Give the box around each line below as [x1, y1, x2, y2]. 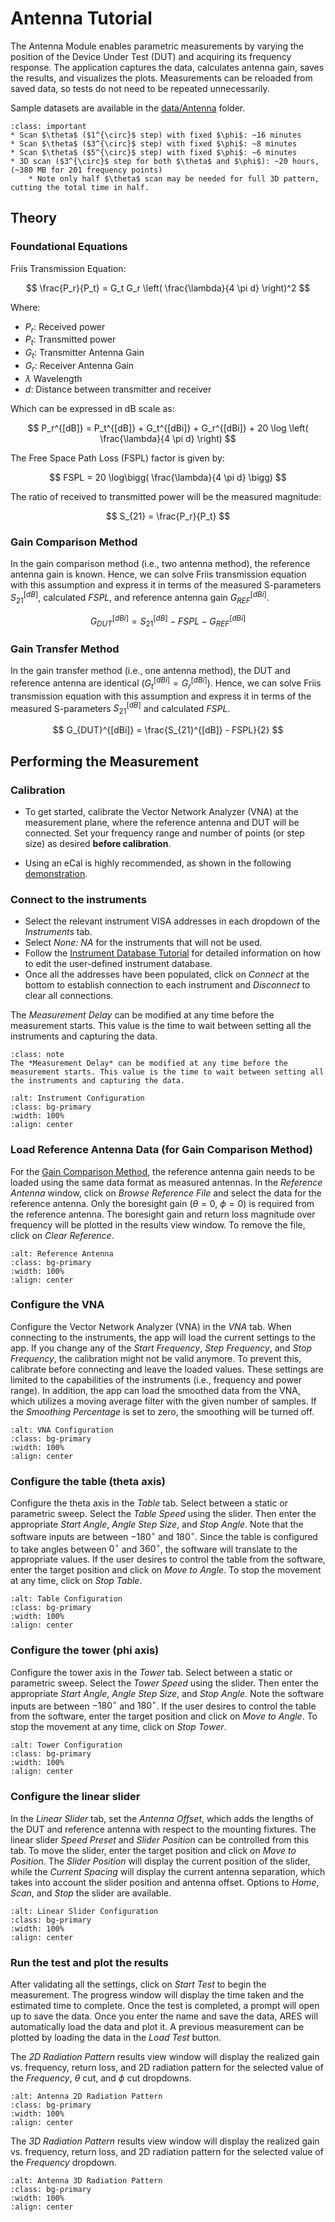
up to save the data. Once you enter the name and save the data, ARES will [10, 2010, 319, 2022]
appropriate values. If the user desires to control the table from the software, [10, 1553, 326, 1566]
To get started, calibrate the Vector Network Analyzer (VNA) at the [24, 805, 299, 817]
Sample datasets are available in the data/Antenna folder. [10, 102, 246, 114]
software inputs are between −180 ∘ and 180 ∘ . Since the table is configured [10, 1529, 318, 1542]
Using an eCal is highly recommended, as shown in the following [24, 857, 292, 869]
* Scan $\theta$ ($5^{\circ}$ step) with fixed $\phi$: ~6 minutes [10, 147, 298, 157]
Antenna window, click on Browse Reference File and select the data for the [10, 1187, 322, 1199]
